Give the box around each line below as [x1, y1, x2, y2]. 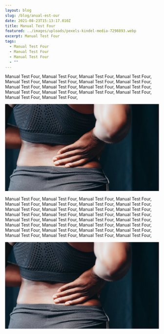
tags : [5, 39, 16, 44]
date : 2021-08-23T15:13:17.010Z [5, 18, 71, 23]
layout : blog [5, 8, 32, 13]
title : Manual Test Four [5, 24, 56, 28]
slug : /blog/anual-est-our [5, 13, 60, 18]
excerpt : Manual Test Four [5, 34, 60, 39]
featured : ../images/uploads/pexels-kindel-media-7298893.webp [5, 28, 137, 34]
